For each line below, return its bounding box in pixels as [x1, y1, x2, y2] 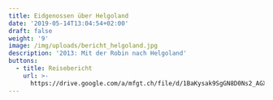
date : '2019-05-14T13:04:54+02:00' [8, 19, 129, 27]
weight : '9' [8, 34, 49, 43]
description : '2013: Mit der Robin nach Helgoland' [8, 49, 187, 57]
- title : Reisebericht [15, 65, 93, 73]
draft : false [8, 27, 53, 35]
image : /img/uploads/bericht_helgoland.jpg [8, 42, 158, 50]
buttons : [8, 57, 38, 65]
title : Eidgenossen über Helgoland [8, 11, 129, 20]
